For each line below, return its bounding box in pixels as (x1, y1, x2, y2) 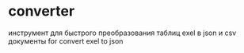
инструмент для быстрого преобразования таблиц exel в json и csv (8, 28, 237, 37)
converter (8, 2, 75, 20)
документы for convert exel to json (8, 36, 124, 45)
